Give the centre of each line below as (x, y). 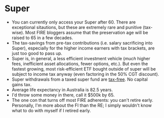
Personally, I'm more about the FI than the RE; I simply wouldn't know (82, 105)
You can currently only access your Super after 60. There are (74, 22)
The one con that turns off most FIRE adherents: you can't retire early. (82, 100)
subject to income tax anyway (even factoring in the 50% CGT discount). (85, 74)
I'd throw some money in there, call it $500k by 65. (63, 95)
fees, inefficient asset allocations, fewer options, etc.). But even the (80, 64)
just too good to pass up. (37, 53)
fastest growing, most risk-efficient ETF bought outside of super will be (84, 69)
